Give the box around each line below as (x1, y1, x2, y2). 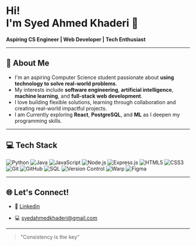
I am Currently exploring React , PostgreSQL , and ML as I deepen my (14, 111, 180, 118)
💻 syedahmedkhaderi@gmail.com (14, 214, 98, 221)
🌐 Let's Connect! (6, 187, 69, 197)
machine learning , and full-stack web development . (14, 92, 143, 99)
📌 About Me (6, 58, 50, 68)
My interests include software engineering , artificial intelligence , (14, 86, 174, 93)
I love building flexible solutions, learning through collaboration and (14, 98, 176, 106)
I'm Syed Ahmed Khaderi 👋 (6, 16, 139, 30)
